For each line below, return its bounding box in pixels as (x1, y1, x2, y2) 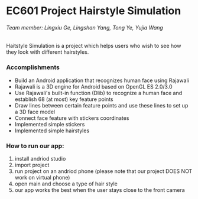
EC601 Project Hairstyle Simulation (6, 4, 181, 18)
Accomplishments (6, 63, 60, 71)
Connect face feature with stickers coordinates (14, 114, 129, 122)
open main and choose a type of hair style (14, 180, 118, 187)
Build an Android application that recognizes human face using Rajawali (14, 77, 189, 84)
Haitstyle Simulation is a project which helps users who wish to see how (6, 43, 181, 50)
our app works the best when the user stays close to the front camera (14, 186, 185, 193)
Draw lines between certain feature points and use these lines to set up (14, 102, 189, 109)
